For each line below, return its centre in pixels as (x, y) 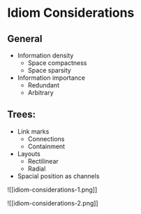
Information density (45, 55)
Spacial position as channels (58, 176)
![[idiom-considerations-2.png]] (53, 203)
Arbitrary (40, 93)
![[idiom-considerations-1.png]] (52, 190)
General (25, 39)
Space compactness (57, 63)
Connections (46, 138)
